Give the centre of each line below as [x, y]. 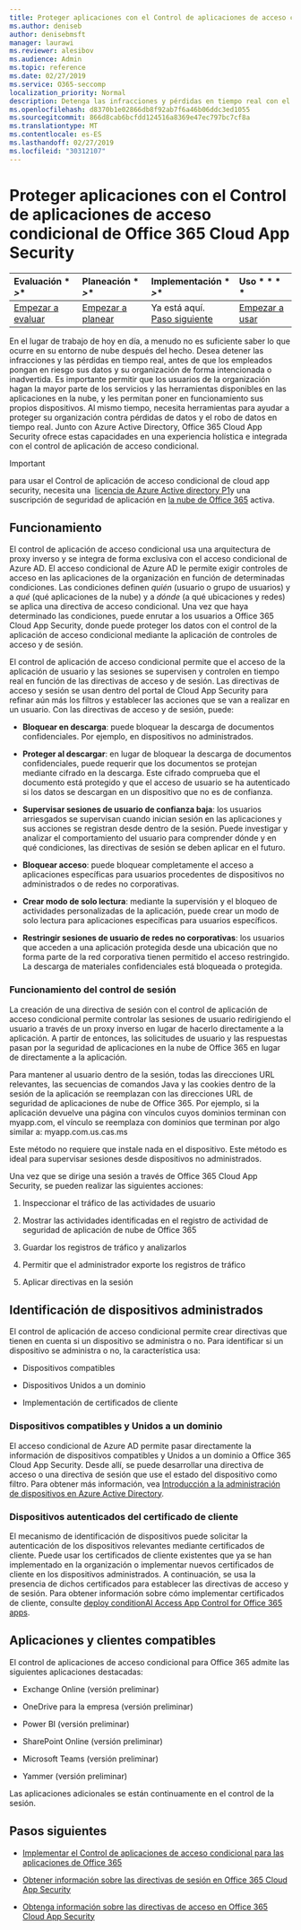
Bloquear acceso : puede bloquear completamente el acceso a [138, 865]
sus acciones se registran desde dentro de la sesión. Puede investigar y [155, 829]
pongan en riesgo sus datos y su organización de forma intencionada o [141, 370]
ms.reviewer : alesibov [52, 51]
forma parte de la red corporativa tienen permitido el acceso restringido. [156, 957]
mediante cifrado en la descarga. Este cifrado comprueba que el [141, 773]
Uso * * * [260, 281]
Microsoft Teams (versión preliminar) [90, 1759]
